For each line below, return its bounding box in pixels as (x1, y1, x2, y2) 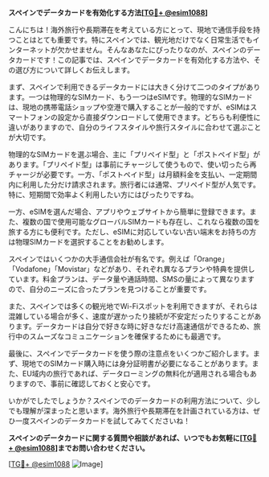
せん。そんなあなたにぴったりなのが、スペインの (85, 45, 247, 55)
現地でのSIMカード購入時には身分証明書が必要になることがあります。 (22, 359, 253, 368)
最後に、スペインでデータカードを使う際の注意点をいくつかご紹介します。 (8, 349, 254, 358)
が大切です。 (8, 133, 51, 142)
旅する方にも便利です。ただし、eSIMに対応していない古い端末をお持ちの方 (8, 227, 257, 236)
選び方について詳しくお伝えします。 (14, 65, 135, 75)
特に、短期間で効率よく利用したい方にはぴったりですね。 (8, 190, 198, 199)
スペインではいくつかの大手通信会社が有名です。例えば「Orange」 (8, 254, 229, 264)
